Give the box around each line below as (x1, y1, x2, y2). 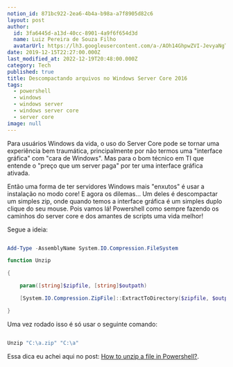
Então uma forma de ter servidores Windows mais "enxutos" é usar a (7, 182, 205, 190)
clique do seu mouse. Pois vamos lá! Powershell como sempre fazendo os (7, 204, 219, 213)
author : (7, 23, 30, 30)
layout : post (7, 17, 45, 24)
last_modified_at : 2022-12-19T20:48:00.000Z (7, 56, 138, 63)
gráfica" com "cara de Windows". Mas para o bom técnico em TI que (7, 154, 205, 162)
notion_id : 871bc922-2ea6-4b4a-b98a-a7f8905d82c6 (7, 10, 154, 17)
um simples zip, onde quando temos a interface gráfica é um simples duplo (7, 197, 223, 205)
